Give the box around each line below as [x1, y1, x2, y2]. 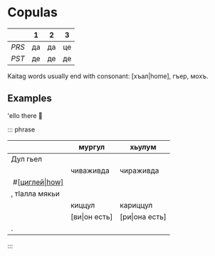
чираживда [120, 165, 159, 175]
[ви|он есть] [70, 211, 113, 221]
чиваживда [70, 165, 110, 175]
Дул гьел [11, 154, 43, 164]
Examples [7, 92, 52, 105]
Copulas [7, 4, 58, 21]
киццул [70, 200, 95, 210]
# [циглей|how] [13, 177, 64, 187]
